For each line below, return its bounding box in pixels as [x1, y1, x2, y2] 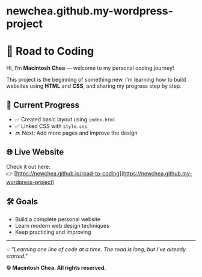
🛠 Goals [6, 196, 38, 207]
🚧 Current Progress [6, 100, 80, 110]
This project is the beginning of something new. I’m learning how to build [6, 76, 186, 84]
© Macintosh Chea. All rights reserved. [6, 264, 106, 271]
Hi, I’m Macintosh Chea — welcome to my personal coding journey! [6, 64, 174, 72]
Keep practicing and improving [14, 228, 91, 236]
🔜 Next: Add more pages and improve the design [14, 129, 138, 136]
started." [6, 252, 28, 260]
